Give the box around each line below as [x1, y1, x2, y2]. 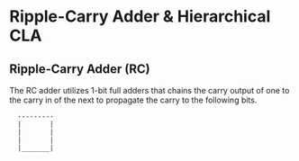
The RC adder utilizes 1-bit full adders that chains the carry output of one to [9, 85, 290, 95]
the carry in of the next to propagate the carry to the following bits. [9, 94, 258, 105]
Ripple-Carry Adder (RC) [9, 61, 150, 76]
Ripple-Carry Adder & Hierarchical [9, 6, 271, 27]
